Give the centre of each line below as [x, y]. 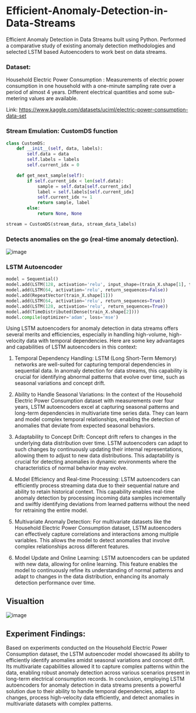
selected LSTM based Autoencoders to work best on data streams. [87, 51]
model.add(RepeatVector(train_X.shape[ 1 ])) [60, 295]
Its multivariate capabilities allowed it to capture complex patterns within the [97, 666]
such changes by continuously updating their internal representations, [99, 449]
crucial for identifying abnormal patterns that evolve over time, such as [99, 377]
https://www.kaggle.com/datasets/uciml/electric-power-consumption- [104, 110]
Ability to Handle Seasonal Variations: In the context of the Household [98, 395]
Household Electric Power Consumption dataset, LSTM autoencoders [98, 528]
